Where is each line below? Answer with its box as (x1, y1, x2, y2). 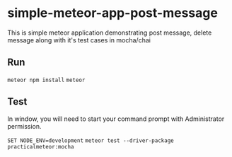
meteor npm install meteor (7, 76, 86, 83)
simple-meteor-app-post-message (7, 5, 218, 21)
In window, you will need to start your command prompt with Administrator (7, 115, 225, 123)
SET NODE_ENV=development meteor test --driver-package (7, 136, 175, 144)
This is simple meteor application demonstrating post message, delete (7, 28, 212, 37)
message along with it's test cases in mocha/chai (7, 35, 151, 44)
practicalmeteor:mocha (7, 143, 74, 150)
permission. (7, 122, 42, 130)
